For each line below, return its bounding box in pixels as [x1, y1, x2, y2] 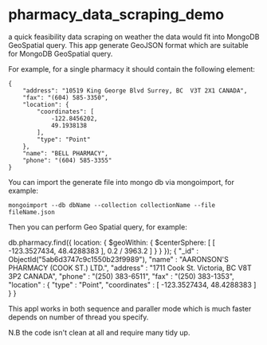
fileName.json [8, 208, 56, 216]
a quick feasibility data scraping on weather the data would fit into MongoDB [8, 32, 260, 41]
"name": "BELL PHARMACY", [22, 149, 109, 157]
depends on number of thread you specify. [8, 312, 149, 322]
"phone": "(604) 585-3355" [22, 156, 112, 164]
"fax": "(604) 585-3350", [22, 93, 109, 101]
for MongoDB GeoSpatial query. [8, 49, 113, 58]
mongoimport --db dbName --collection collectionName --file [8, 201, 216, 209]
